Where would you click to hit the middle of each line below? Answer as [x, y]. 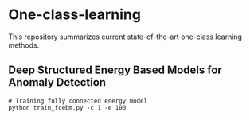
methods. [24, 45]
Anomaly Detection [57, 82]
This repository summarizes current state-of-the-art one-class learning [125, 37]
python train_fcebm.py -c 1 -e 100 [67, 108]
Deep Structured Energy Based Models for [115, 70]
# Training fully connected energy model [78, 101]
